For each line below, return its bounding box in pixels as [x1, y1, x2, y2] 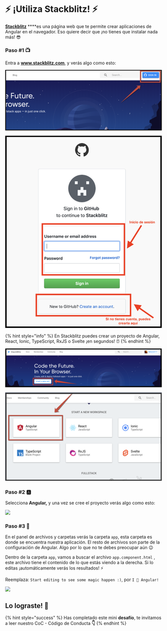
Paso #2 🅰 [5, 488, 31, 495]
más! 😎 [5, 34, 21, 40]
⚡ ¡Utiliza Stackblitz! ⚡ [5, 3, 98, 15]
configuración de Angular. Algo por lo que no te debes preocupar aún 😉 [5, 545, 154, 551]
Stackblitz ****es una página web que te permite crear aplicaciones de [5, 23, 152, 29]
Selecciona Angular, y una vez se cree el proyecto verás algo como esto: [5, 500, 156, 506]
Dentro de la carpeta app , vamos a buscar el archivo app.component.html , [5, 554, 156, 560]
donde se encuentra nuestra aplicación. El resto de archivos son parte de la [5, 539, 160, 545]
